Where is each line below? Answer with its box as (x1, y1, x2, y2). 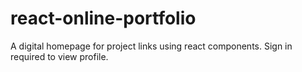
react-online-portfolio (10, 7, 197, 30)
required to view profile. (10, 50, 109, 62)
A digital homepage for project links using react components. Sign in (10, 40, 293, 52)
